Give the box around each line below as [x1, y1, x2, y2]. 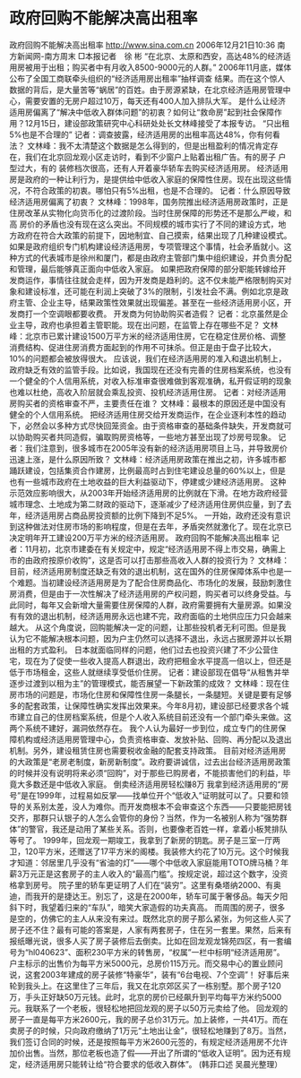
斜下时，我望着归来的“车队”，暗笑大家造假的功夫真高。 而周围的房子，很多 [9, 901, 286, 912]
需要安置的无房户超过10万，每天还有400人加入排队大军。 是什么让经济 [24, 95, 287, 106]
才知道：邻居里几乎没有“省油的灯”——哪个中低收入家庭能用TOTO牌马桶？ [9, 857, 281, 867]
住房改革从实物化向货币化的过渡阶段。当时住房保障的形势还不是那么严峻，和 [9, 207, 292, 218]
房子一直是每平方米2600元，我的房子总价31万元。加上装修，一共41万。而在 [9, 1013, 288, 1024]
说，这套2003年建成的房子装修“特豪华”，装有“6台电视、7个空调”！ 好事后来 [9, 969, 290, 979]
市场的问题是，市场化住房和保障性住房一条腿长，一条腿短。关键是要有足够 [16, 689, 292, 700]
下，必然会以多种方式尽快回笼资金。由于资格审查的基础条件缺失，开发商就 [9, 420, 284, 431]
